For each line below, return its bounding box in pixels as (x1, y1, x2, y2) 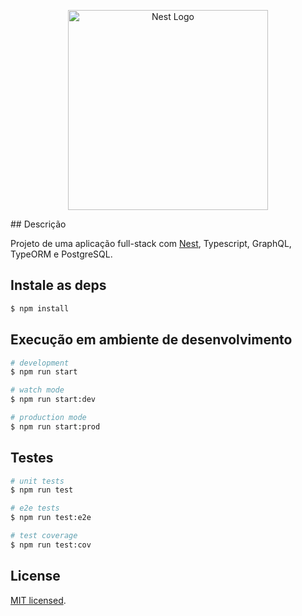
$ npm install (10, 303, 70, 314)
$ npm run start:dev (10, 395, 97, 405)
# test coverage (10, 531, 78, 541)
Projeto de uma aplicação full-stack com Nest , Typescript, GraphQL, (10, 238, 292, 249)
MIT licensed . (10, 594, 67, 606)
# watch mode (10, 385, 65, 395)
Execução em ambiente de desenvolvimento (10, 331, 293, 349)
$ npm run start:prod (10, 421, 101, 432)
